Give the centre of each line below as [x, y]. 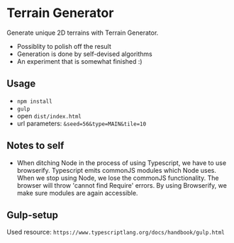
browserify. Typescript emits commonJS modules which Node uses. [117, 170]
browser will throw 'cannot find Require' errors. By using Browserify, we [122, 185]
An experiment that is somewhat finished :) [79, 61]
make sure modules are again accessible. [77, 193]
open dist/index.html [49, 115]
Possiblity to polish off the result [64, 46]
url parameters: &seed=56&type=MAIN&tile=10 [82, 123]
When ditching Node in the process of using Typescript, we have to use [122, 163]
